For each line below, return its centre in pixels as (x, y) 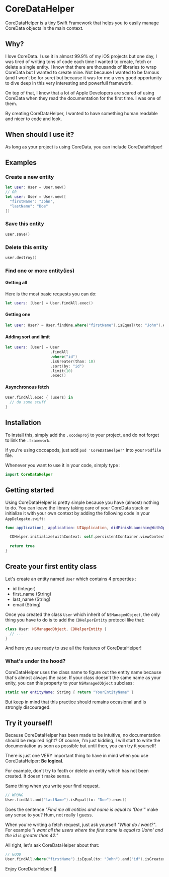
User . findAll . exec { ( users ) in (39, 398)
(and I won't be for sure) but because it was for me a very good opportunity (83, 78)
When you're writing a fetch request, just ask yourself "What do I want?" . (81, 825)
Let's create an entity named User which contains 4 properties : (71, 579)
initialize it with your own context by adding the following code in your (77, 513)
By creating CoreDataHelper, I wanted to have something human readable (81, 113)
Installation (23, 423)
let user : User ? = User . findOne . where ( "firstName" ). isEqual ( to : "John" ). (84, 325)
